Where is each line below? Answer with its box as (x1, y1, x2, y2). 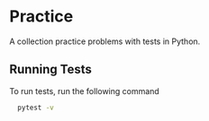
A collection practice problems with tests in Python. (9, 36, 201, 47)
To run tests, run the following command (9, 85, 159, 96)
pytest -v (17, 103, 54, 112)
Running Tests (9, 62, 92, 77)
